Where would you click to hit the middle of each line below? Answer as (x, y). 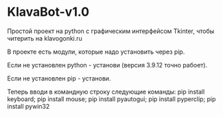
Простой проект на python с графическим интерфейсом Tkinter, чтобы (111, 31)
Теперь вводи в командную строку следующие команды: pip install (106, 92)
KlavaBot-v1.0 (48, 12)
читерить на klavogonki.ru (45, 38)
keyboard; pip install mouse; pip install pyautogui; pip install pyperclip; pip (111, 99)
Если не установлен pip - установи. (59, 78)
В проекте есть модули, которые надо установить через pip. (96, 52)
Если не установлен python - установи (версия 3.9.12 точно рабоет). (107, 65)
